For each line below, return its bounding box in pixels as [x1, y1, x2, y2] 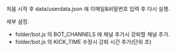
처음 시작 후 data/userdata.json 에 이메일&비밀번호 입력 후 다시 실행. [6, 5, 171, 12]
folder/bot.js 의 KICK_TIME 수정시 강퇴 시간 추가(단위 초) [15, 38, 152, 45]
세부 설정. [6, 18, 29, 25]
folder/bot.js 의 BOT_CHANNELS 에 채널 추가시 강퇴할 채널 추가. [15, 31, 171, 38]
